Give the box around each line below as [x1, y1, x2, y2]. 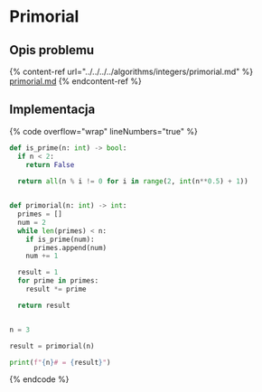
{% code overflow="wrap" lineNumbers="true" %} [9, 126, 199, 136]
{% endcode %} [9, 374, 70, 385]
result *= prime [25, 285, 88, 294]
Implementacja [9, 102, 96, 117]
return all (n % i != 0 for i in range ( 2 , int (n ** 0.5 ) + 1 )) [17, 177, 248, 186]
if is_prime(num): [25, 235, 95, 244]
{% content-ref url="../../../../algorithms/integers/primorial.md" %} [9, 66, 254, 77]
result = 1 [17, 268, 59, 277]
